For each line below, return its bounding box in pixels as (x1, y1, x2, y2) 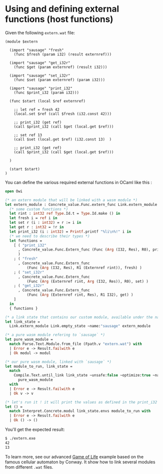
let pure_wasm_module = (5, 337, 53, 342)
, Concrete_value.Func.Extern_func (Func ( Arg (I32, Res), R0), (17, 247, 151, 252)
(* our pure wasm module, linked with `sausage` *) (5, 359, 112, 364)
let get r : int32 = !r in (9, 225, 64, 230)
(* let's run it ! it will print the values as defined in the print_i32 (5, 400, 158, 405)
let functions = (9, 238, 42, 243)
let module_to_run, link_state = (5, 364, 73, 369)
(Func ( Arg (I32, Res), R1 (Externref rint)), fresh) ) (26, 265, 142, 270)
